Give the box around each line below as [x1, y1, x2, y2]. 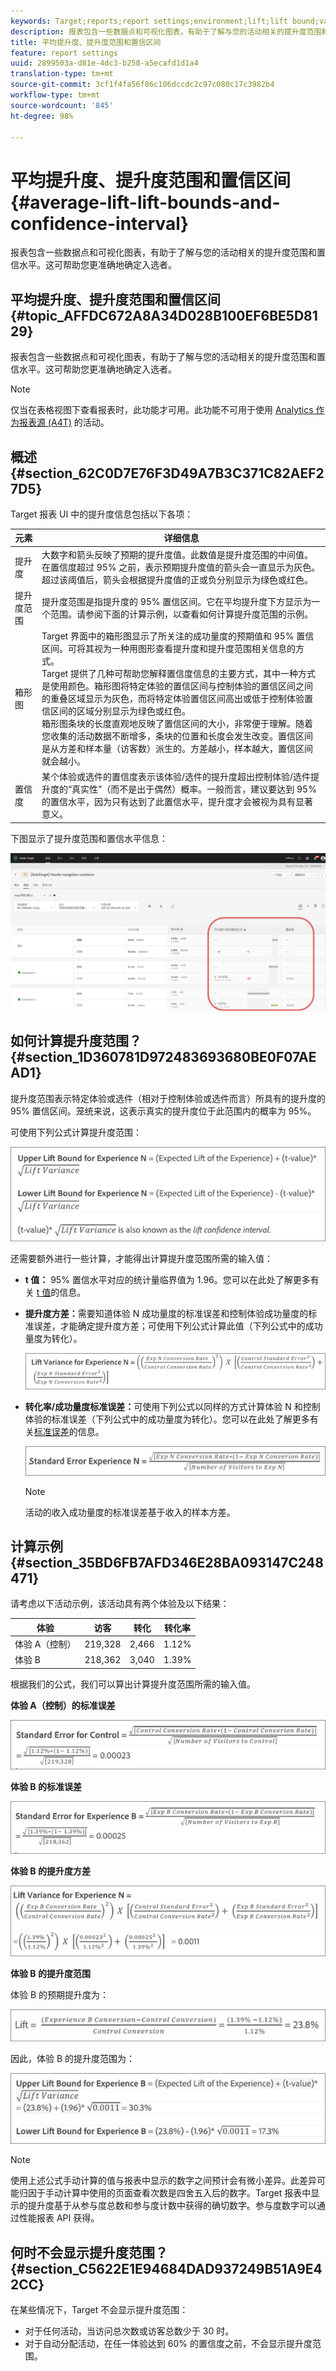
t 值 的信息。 [36, 1286, 87, 1299]
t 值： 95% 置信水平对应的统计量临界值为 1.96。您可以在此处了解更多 [24, 1274, 311, 1286]
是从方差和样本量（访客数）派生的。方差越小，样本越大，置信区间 [41, 743, 313, 755]
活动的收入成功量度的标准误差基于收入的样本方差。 [24, 1506, 236, 1518]
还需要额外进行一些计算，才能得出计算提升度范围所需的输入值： [10, 1253, 273, 1265]
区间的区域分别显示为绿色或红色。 [49, 705, 191, 717]
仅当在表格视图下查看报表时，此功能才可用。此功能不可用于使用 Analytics [10, 404, 314, 416]
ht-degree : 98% [10, 111, 74, 121]
